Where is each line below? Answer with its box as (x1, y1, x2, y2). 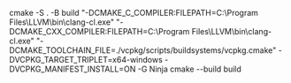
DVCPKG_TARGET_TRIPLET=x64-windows (9, 55, 164, 64)
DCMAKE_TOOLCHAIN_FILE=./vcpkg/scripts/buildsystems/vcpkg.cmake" (9, 45, 277, 56)
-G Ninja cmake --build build (137, 64, 241, 74)
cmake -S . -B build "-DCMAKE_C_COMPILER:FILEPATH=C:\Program (9, 8, 259, 18)
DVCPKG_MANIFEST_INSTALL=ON (9, 64, 136, 74)
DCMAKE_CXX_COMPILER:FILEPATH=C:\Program (9, 26, 190, 36)
